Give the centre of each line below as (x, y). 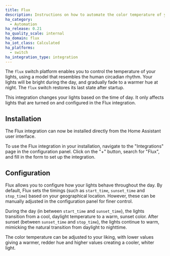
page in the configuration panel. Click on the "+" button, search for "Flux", (82, 152)
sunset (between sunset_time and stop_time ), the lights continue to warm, (82, 222)
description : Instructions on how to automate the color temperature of (83, 15)
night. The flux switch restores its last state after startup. (65, 88)
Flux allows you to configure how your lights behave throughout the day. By (84, 185)
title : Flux (18, 10)
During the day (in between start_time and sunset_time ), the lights (75, 211)
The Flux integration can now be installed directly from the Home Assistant (83, 131)
